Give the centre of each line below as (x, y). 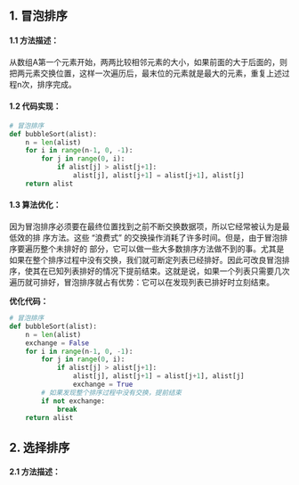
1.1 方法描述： (34, 40)
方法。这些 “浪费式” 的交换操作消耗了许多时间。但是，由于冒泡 (165, 238)
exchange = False (57, 343)
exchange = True (103, 384)
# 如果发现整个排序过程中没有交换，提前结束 (112, 392)
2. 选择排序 (40, 447)
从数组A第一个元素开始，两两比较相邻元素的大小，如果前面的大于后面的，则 (148, 62)
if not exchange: (73, 401)
